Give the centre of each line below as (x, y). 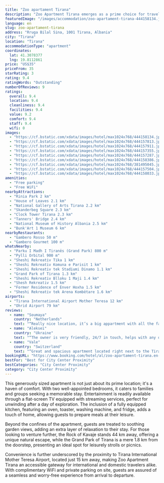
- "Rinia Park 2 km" (30, 196)
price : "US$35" (20, 64)
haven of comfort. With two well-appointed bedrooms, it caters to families (79, 388)
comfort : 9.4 (23, 119)
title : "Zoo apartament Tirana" (38, 10)
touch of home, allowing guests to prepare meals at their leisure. (70, 414)
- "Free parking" (27, 183)
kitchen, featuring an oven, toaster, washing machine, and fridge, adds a (78, 409)
